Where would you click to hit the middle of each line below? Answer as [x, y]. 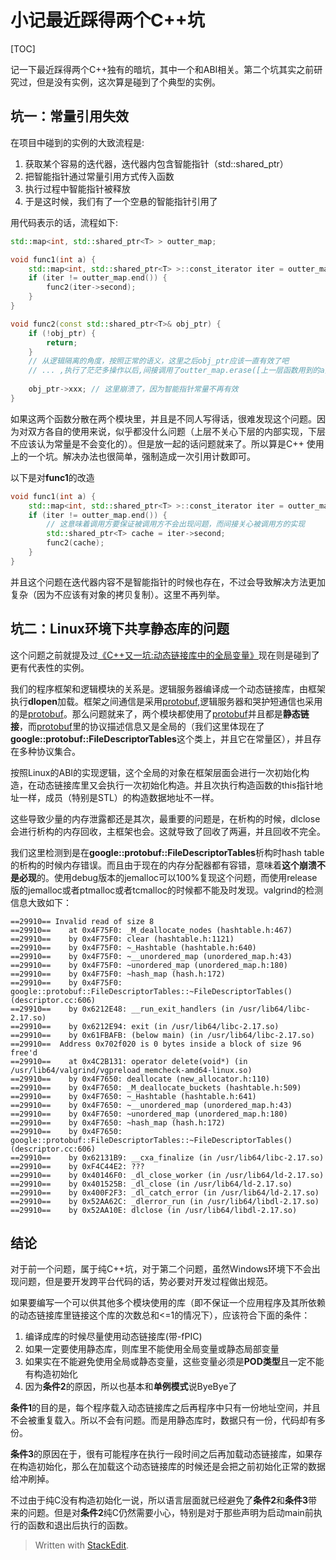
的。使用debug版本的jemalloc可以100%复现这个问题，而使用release [177, 877]
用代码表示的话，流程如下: [64, 222]
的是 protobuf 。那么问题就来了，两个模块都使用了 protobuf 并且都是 [146, 713]
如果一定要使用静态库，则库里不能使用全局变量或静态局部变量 [152, 1349]
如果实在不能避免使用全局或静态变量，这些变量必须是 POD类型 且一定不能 [174, 1362]
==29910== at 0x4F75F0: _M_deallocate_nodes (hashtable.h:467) [151, 930]
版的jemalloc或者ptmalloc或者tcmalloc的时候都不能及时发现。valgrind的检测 [167, 890]
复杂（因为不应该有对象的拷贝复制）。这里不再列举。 [117, 594]
